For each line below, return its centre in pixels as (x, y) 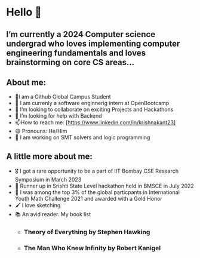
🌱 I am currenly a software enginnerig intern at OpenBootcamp (92, 103)
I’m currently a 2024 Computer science (81, 34)
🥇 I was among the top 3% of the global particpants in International (97, 192)
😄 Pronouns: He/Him (41, 131)
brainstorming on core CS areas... (70, 62)
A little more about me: (49, 156)
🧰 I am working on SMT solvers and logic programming (82, 137)
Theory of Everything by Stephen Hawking (87, 232)
